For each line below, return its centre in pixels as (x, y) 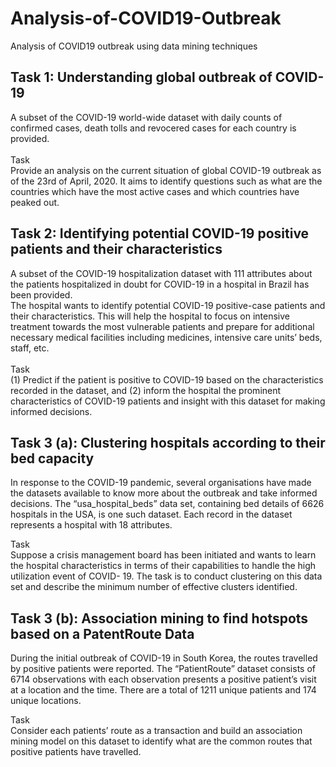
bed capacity (52, 458)
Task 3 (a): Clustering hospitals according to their (168, 442)
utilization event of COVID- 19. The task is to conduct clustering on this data (166, 576)
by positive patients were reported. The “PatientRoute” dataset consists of (163, 669)
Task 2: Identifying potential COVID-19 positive (160, 233)
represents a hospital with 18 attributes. (91, 525)
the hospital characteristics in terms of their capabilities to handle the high (163, 566)
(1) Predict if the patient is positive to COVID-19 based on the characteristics (167, 379)
